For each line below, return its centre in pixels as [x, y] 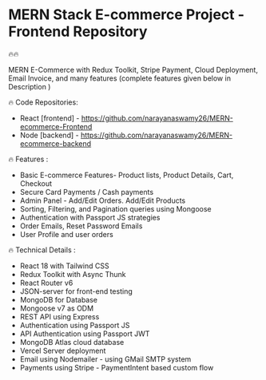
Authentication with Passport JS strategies [90, 217]
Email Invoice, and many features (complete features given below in [120, 78]
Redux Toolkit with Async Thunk [73, 274]
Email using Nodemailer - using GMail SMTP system [105, 359]
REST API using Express [60, 316]
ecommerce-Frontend [56, 126]
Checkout [36, 183]
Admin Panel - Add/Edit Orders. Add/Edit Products [103, 200]
